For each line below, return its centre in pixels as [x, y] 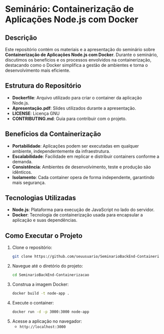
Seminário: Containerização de [70, 9]
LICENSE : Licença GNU [36, 113]
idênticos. [22, 172]
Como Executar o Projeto [44, 235]
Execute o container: [33, 303]
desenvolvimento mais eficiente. [38, 70]
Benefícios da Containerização [53, 134]
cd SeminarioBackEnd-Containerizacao [51, 275]
